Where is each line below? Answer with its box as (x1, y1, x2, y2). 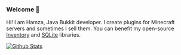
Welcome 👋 (6, 5, 40, 14)
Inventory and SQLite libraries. (6, 31, 81, 38)
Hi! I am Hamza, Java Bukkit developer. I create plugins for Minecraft (6, 19, 175, 26)
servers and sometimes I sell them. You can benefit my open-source (6, 25, 174, 32)
